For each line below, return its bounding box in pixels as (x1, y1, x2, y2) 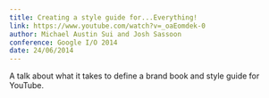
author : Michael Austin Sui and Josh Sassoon (9, 29, 181, 38)
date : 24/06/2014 (9, 46, 74, 55)
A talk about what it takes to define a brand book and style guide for (9, 70, 260, 81)
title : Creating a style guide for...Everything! (9, 12, 198, 22)
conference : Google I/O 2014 (9, 37, 118, 47)
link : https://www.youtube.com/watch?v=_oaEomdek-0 (9, 21, 206, 30)
